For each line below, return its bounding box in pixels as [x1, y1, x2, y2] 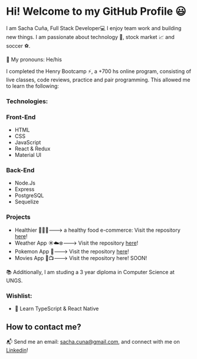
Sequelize [14, 198, 40, 205]
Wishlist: [6, 291, 32, 299]
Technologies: [6, 97, 48, 105]
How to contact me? [6, 322, 81, 332]
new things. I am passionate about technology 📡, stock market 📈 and [6, 33, 175, 40]
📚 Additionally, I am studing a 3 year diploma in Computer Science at [6, 268, 175, 275]
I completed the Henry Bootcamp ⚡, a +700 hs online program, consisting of [6, 67, 192, 75]
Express [14, 186, 35, 193]
